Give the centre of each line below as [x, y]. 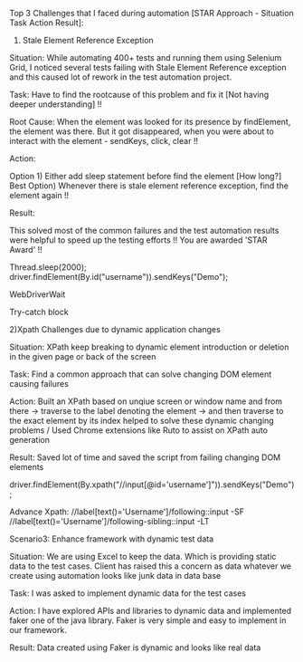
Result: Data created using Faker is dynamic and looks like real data [135, 648]
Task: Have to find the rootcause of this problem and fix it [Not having [139, 95]
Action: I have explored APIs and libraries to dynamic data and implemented [151, 611]
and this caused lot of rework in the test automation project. [121, 77]
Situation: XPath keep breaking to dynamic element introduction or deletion [149, 347]
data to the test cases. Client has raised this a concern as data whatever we [151, 566]
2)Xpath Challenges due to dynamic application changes [115, 329]
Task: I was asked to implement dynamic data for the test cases [128, 593]
